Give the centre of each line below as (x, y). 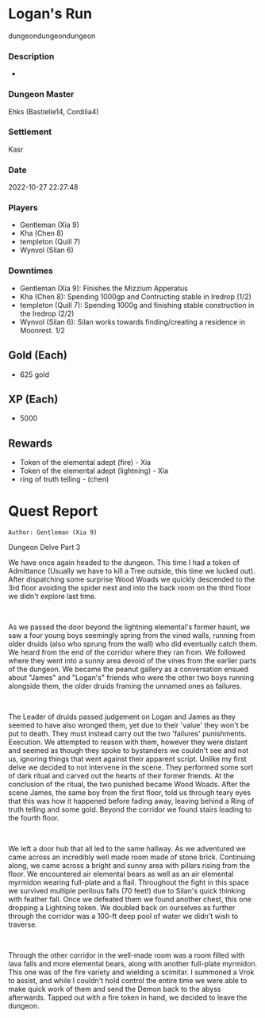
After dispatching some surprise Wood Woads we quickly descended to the (132, 579)
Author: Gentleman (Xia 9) (53, 532)
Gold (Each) (38, 355)
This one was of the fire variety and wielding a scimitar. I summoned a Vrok (131, 972)
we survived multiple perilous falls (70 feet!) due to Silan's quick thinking (127, 891)
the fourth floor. (34, 818)
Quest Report (53, 511)
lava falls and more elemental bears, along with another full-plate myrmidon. (133, 964)
